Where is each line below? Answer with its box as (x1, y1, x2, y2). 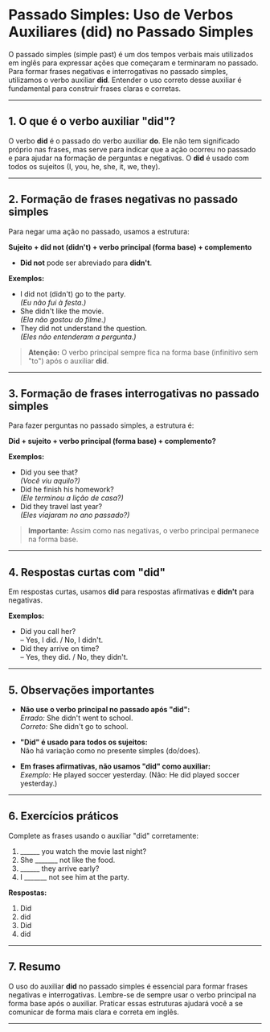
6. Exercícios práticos (8, 810, 119, 823)
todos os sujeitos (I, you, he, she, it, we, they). (8, 161, 161, 171)
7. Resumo (8, 960, 61, 974)
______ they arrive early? (19, 864, 100, 873)
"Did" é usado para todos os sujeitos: (19, 737, 148, 747)
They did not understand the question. (19, 323, 147, 333)
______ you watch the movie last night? (19, 846, 147, 856)
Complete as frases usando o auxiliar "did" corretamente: (8, 831, 199, 840)
